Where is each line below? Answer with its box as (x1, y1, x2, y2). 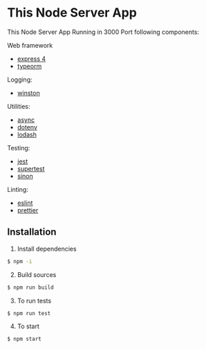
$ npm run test (7, 310, 51, 316)
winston (17, 89, 40, 97)
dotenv (17, 123, 38, 131)
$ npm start (7, 336, 41, 343)
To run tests (17, 296, 52, 305)
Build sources (17, 270, 57, 278)
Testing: (7, 143, 30, 152)
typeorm (17, 62, 42, 70)
